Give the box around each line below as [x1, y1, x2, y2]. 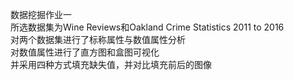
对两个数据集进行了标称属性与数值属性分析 [10, 34, 186, 45]
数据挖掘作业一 [10, 9, 72, 20]
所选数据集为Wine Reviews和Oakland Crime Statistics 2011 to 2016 [10, 21, 285, 33]
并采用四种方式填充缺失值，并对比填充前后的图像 [10, 59, 212, 70]
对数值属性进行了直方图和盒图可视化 [10, 46, 160, 58]
